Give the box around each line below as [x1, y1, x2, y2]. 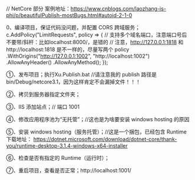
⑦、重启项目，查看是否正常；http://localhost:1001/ [6, 167, 131, 174]
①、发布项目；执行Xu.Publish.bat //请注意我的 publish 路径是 [6, 71, 157, 78]
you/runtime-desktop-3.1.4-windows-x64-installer [6, 142, 128, 149]
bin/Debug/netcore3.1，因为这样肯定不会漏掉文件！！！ [6, 78, 141, 85]
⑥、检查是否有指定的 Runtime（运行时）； [6, 155, 110, 161]
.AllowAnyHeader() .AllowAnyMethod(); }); [6, 59, 108, 66]
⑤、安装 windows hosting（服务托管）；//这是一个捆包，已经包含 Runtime [6, 128, 187, 135]
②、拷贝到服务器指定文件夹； [6, 91, 81, 98]
